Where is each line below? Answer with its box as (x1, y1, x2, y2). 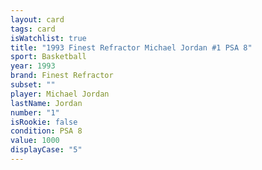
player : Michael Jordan (10, 89, 110, 99)
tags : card (10, 24, 56, 34)
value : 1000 (10, 136, 60, 146)
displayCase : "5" (10, 145, 83, 155)
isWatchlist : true (10, 33, 87, 43)
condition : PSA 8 (10, 126, 83, 136)
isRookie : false (10, 117, 78, 127)
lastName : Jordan (10, 98, 83, 108)
